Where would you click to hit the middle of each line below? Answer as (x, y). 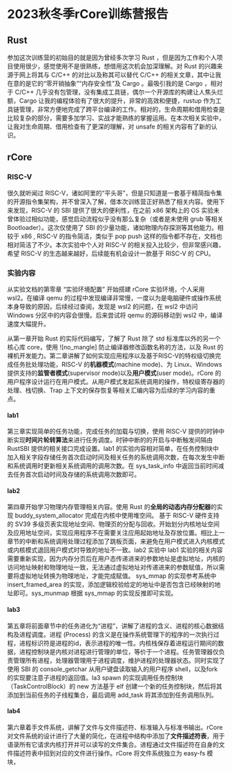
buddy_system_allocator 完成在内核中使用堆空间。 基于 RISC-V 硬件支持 (117, 516)
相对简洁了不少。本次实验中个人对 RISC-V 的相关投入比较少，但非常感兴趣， (116, 244)
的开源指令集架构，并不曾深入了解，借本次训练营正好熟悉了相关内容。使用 (113, 202)
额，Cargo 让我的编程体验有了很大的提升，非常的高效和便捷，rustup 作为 (112, 100)
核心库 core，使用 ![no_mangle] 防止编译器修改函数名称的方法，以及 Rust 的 (115, 347)
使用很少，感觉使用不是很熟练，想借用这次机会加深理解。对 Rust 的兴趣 (115, 66)
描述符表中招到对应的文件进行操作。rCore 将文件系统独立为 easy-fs (109, 753)
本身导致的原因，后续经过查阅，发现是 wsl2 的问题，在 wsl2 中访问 (103, 306)
